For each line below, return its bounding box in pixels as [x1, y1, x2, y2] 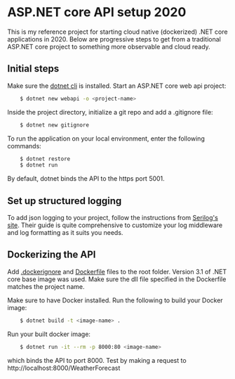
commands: [7, 141, 42, 150]
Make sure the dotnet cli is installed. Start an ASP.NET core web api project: [7, 82, 227, 90]
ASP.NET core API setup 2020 [7, 4, 187, 20]
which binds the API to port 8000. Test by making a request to [7, 356, 187, 364]
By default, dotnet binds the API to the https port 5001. [7, 174, 165, 183]
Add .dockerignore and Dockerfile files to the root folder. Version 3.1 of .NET [7, 267, 227, 276]
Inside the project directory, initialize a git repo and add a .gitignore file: [7, 108, 213, 116]
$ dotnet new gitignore [20, 121, 90, 129]
